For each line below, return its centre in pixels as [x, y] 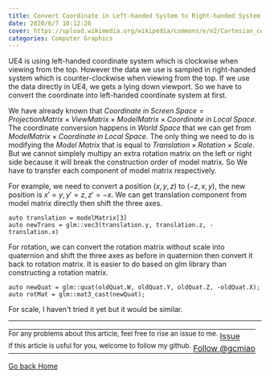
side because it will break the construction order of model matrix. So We [128, 162]
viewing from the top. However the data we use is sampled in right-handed [132, 70]
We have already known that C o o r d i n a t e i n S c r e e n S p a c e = [106, 111]
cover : [19, 31]
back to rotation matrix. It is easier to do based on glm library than [117, 264]
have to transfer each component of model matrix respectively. [112, 171]
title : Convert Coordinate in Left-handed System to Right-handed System [135, 16]
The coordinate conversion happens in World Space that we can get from [130, 128]
